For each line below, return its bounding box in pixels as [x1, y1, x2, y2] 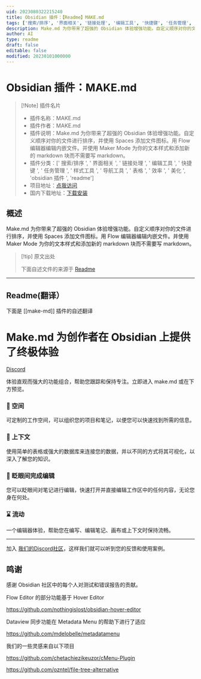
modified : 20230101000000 [6, 53, 71, 59]
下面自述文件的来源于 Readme [20, 265, 96, 273]
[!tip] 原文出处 [20, 253, 56, 260]
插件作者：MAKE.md [29, 122, 81, 129]
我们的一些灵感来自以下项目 [6, 643, 75, 650]
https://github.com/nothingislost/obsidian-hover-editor [6, 606, 142, 613]
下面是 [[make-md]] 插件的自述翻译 [6, 307, 93, 314]
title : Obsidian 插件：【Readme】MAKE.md [6, 14, 105, 20]
